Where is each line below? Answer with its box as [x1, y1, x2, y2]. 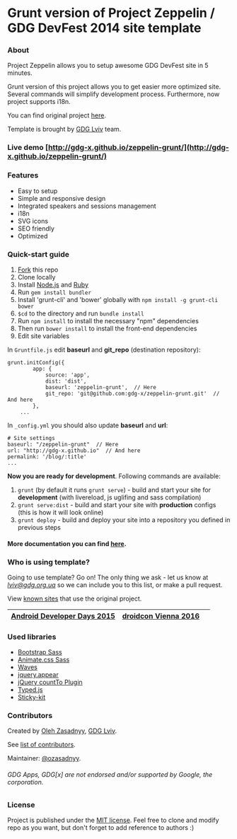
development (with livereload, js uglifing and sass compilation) [17, 493, 202, 502]
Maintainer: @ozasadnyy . [7, 754, 81, 763]
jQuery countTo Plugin [17, 678, 83, 687]
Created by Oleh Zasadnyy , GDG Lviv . [7, 727, 117, 735]
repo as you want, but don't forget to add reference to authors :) [7, 823, 195, 832]
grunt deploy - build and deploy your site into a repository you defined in [17, 516, 231, 524]
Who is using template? [7, 557, 91, 567]
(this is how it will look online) [17, 508, 104, 516]
